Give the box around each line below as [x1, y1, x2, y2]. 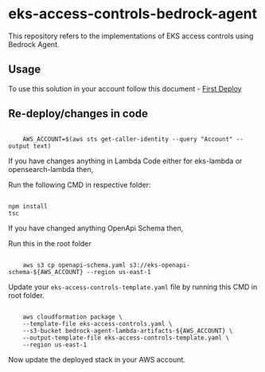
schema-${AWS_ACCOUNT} [8, 268, 84, 276]
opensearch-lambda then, [8, 164, 94, 174]
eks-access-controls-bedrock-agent [8, 5, 258, 23]
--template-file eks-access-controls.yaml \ [22, 319, 173, 327]
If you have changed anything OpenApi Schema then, [8, 223, 184, 233]
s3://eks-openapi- [129, 260, 191, 269]
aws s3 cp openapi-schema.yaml [22, 260, 127, 269]
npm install [8, 202, 48, 210]
